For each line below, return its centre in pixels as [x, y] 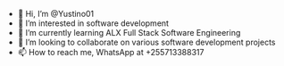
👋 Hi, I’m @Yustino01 [56, 14]
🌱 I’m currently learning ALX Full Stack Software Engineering [129, 33]
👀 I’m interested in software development [93, 23]
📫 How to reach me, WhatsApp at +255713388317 [111, 52]
